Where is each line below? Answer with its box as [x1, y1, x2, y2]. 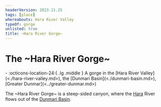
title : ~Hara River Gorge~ [5, 31, 63, 36]
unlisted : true [5, 26, 38, 32]
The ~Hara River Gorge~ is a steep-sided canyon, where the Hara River [5, 90, 155, 97]
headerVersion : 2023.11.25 [5, 7, 63, 13]
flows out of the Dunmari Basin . [5, 96, 71, 102]
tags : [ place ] [5, 12, 36, 17]
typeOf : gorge [5, 21, 36, 27]
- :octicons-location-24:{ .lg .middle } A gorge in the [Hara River [5, 70, 139, 76]
